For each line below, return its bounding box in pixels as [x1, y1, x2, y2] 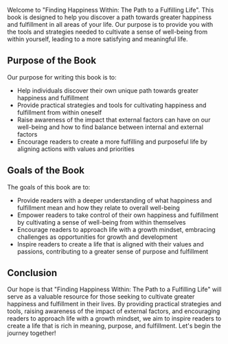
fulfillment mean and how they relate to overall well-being [16, 203, 180, 211]
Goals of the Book [7, 165, 84, 176]
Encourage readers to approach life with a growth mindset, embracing [16, 225, 216, 233]
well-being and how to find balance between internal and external [16, 123, 204, 131]
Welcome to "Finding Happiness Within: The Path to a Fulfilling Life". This [7, 6, 214, 14]
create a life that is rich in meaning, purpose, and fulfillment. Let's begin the [7, 322, 221, 330]
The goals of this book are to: [7, 183, 91, 191]
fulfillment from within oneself [16, 108, 102, 116]
